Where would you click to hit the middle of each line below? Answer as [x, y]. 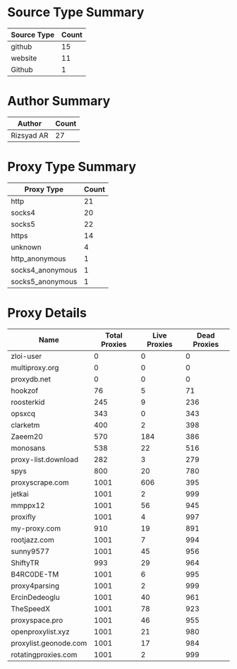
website [24, 58]
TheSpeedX [31, 608]
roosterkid [28, 402]
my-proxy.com [36, 528]
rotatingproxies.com [44, 654]
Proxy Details [47, 313]
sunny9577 [30, 551]
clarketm [25, 425]
